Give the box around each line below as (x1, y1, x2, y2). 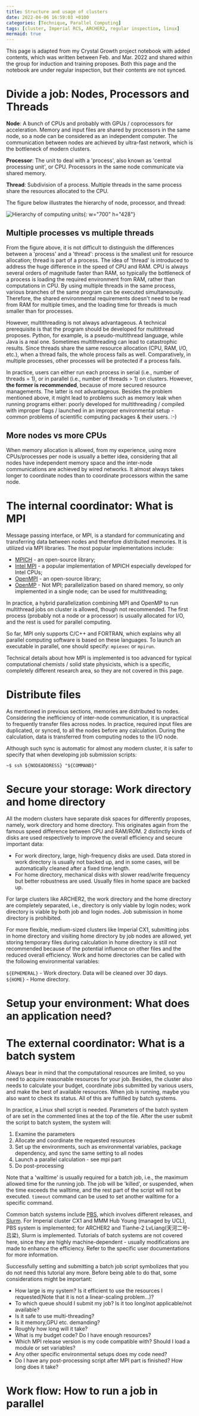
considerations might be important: (6, 1275, 92, 1283)
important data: (6, 840, 44, 847)
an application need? (6, 1009, 112, 1023)
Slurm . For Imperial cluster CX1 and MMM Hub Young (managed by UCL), (6, 1217, 186, 1224)
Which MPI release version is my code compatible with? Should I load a (14, 1338, 190, 1345)
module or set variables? (14, 1344, 76, 1351)
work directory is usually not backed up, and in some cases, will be (14, 858, 180, 865)
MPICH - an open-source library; (14, 556, 96, 563)
